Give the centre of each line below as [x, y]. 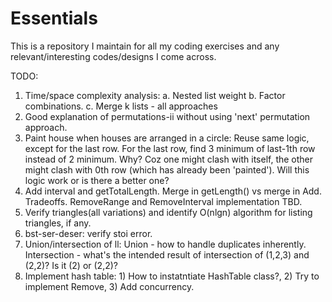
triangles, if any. [58, 223]
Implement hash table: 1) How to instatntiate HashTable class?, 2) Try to [172, 276]
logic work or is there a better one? [97, 180]
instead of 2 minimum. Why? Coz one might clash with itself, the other [169, 159]
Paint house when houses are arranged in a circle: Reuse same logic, [167, 138]
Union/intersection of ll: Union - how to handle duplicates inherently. [165, 244]
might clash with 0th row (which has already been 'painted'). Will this [167, 169]
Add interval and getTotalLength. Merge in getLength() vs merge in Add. [173, 191]
